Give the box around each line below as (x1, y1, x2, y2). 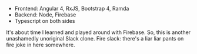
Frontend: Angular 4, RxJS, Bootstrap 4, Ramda (14, 5, 129, 12)
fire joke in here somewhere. (6, 41, 75, 48)
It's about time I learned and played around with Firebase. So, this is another (6, 29, 191, 36)
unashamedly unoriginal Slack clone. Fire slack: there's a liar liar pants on (6, 35, 184, 42)
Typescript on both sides (14, 18, 75, 24)
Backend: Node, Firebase (14, 11, 76, 18)
